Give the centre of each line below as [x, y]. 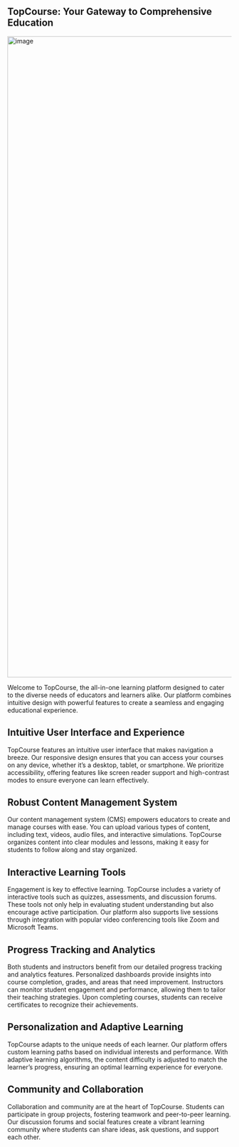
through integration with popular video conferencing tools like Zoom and [113, 920]
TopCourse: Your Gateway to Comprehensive [110, 12]
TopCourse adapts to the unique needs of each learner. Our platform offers [117, 1044]
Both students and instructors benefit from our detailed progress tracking [115, 967]
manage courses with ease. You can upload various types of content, [109, 827]
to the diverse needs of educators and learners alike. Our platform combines [119, 695]
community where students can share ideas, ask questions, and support [113, 1129]
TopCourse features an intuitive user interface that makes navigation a [110, 750]
